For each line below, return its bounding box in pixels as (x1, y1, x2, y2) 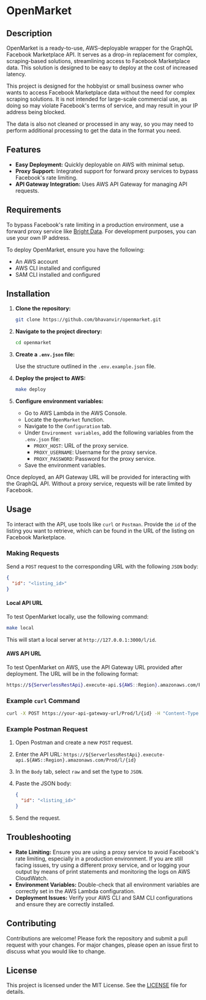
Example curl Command (6, 696, 80, 705)
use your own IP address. (6, 234, 71, 241)
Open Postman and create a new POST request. (15, 739, 133, 746)
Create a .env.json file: (15, 351, 75, 358)
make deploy (15, 387, 46, 393)
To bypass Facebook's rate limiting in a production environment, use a (6, 221, 184, 228)
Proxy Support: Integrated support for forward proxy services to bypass (15, 167, 198, 175)
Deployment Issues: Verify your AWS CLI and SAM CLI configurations (15, 894, 193, 901)
